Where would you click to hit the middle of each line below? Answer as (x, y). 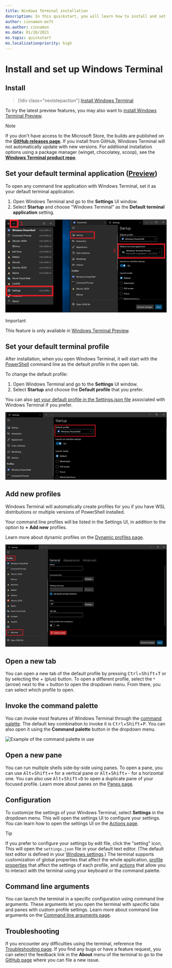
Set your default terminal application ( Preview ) (81, 174)
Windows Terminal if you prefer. (39, 405)
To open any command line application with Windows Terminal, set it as (81, 186)
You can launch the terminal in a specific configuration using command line (85, 899)
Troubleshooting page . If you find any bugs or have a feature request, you (83, 949)
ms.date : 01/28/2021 (27, 33)
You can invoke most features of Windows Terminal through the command (84, 718)
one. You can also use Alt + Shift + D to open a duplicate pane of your (79, 778)
